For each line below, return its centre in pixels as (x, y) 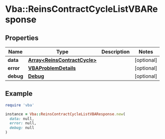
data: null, (22, 119)
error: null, (23, 123)
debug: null (22, 128)
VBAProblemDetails (52, 68)
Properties (22, 38)
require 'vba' (20, 105)
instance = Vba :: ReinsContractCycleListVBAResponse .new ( (65, 114)
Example (19, 94)
